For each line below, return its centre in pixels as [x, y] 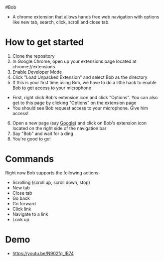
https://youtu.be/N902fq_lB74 [43, 253]
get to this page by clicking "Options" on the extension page [74, 103]
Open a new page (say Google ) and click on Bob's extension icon [80, 123]
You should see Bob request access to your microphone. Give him [80, 108]
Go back [21, 198]
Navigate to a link [30, 214]
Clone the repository [33, 56]
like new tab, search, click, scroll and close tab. [61, 22]
